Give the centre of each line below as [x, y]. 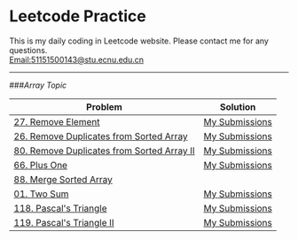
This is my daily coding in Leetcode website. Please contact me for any [139, 41]
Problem [104, 106]
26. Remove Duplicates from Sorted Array [101, 136]
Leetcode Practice [78, 16]
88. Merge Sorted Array [63, 179]
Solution [238, 106]
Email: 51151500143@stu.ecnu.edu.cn [77, 59]
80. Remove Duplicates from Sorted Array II [104, 151]
